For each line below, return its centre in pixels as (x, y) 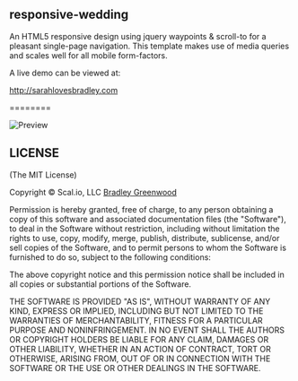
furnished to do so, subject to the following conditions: (110, 257)
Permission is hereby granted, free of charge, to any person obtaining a (141, 209)
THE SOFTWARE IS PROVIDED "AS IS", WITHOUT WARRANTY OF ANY (140, 301)
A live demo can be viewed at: (65, 73)
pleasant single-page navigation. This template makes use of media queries (149, 46)
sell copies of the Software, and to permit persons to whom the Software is (148, 247)
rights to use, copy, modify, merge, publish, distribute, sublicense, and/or (145, 238)
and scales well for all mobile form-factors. (88, 55)
